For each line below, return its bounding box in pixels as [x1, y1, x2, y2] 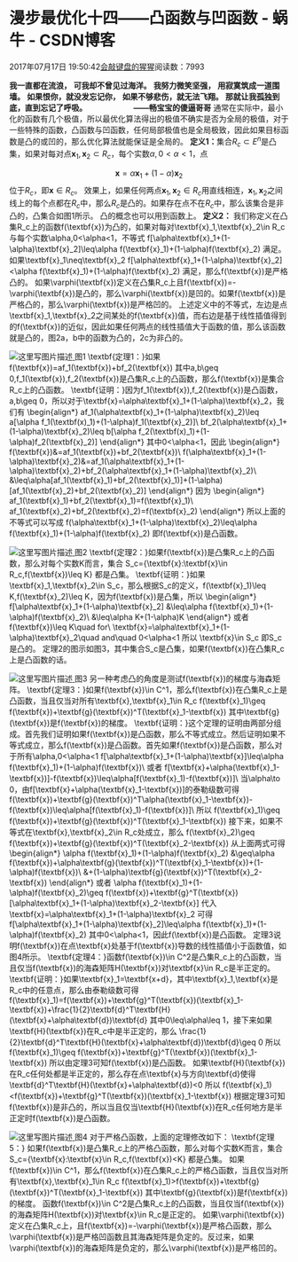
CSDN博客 [39, 30, 115, 51]
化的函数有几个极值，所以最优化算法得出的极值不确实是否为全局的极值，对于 [9, 113, 289, 124]
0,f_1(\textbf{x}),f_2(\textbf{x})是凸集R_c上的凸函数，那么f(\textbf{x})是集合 [9, 373, 285, 384]
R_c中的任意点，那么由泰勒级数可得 [9, 984, 139, 995]
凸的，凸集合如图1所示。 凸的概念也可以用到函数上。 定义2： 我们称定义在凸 [9, 210, 288, 221]
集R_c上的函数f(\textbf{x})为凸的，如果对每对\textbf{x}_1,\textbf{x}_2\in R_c [9, 221, 286, 231]
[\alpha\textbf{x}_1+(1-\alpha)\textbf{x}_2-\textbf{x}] [9, 898, 200, 908]
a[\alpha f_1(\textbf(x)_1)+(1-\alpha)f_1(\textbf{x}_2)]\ [9, 416, 200, 427]
